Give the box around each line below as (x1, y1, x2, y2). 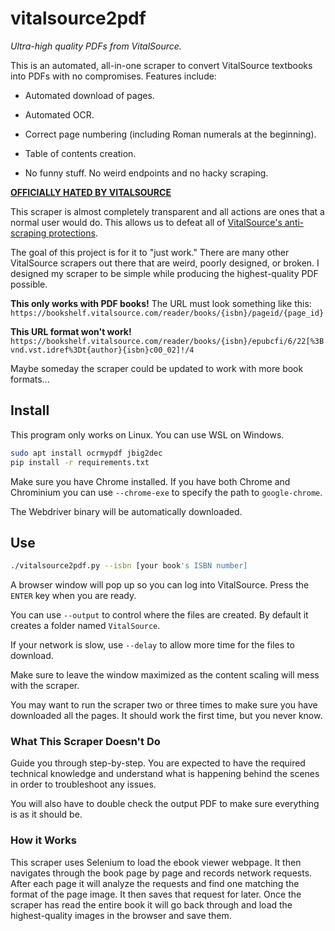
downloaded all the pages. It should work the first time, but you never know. (10, 710, 323, 722)
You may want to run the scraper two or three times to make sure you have (10, 699, 318, 711)
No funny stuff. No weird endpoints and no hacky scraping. (24, 167, 269, 179)
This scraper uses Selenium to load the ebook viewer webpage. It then (10, 856, 302, 868)
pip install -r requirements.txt (10, 457, 150, 467)
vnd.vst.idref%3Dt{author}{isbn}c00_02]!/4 (10, 345, 195, 355)
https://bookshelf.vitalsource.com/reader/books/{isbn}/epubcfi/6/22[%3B (10, 336, 325, 346)
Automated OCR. (24, 108, 95, 121)
